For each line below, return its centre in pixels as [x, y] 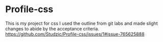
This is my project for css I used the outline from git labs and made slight [81, 23]
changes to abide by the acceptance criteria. [52, 28]
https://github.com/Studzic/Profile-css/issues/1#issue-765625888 [75, 34]
